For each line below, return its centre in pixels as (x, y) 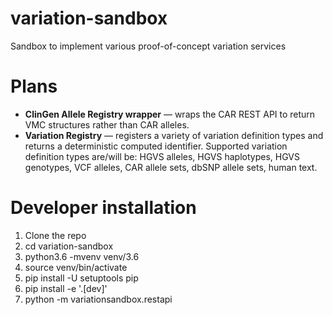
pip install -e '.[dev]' (66, 288)
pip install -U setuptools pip (81, 278)
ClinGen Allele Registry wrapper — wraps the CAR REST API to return (170, 114)
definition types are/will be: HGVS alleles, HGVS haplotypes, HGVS (162, 156)
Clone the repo (55, 235)
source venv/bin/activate (76, 267)
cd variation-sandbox (69, 246)
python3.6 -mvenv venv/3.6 (82, 256)
